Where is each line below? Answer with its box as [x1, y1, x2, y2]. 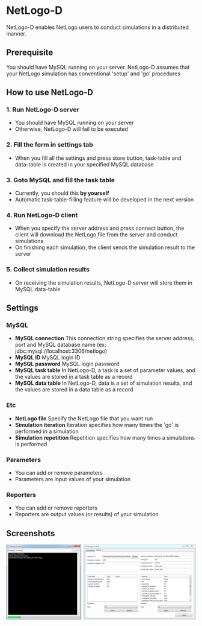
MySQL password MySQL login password [14, 360, 120, 368]
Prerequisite [6, 48, 54, 58]
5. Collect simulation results [6, 265, 90, 274]
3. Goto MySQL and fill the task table [6, 175, 115, 184]
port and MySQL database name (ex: [14, 341, 106, 349]
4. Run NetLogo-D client [6, 210, 78, 219]
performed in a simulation [14, 428, 79, 435]
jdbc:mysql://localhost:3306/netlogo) [14, 347, 108, 355]
